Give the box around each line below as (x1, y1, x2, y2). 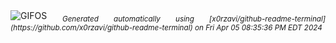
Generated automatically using (61, 14, 195, 24)
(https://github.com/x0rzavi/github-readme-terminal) (10, 22, 193, 33)
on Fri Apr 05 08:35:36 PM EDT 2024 (194, 22, 323, 33)
